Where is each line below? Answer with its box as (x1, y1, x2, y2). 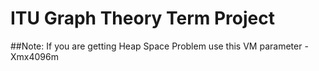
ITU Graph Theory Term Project (10, 7, 275, 30)
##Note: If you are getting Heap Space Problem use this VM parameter (10, 40, 303, 52)
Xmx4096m (10, 50, 59, 62)
